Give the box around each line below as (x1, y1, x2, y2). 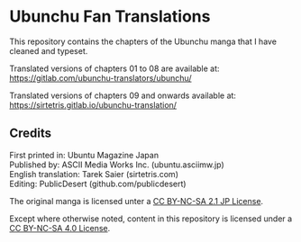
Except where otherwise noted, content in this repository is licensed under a (9, 213, 293, 224)
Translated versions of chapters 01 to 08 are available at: (9, 63, 220, 74)
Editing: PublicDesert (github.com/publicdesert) (9, 178, 187, 189)
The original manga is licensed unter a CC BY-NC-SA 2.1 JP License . (9, 195, 264, 206)
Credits (9, 126, 52, 141)
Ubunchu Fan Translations (9, 6, 211, 27)
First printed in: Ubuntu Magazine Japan (9, 149, 160, 160)
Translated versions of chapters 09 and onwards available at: (9, 90, 237, 101)
